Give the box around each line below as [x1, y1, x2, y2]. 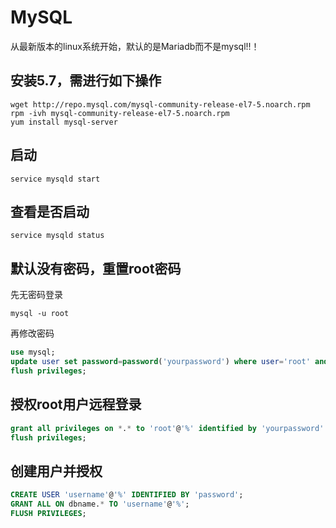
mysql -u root [10, 309, 70, 319]
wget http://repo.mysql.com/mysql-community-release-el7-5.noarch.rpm [10, 99, 311, 110]
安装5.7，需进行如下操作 [10, 72, 162, 90]
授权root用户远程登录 [10, 396, 142, 413]
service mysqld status [10, 231, 105, 241]
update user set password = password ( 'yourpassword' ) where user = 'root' [10, 357, 311, 367]
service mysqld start [10, 174, 101, 184]
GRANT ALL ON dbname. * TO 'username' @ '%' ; [10, 499, 190, 510]
